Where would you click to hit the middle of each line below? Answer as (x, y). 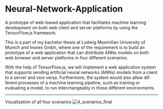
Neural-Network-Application (64, 9)
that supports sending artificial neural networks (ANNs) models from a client (81, 72)
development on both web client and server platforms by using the (72, 27)
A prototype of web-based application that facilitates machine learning (76, 22)
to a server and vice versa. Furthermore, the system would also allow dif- (78, 77)
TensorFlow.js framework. (31, 33)
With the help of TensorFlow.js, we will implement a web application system (81, 67)
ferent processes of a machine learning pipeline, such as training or (73, 82)
